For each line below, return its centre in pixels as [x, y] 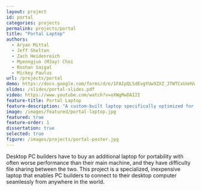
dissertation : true [31, 128]
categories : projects [33, 23]
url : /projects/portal [34, 78]
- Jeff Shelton [31, 51]
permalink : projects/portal [41, 28]
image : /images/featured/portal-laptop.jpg [61, 112]
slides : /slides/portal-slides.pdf [51, 90]
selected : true [25, 134]
